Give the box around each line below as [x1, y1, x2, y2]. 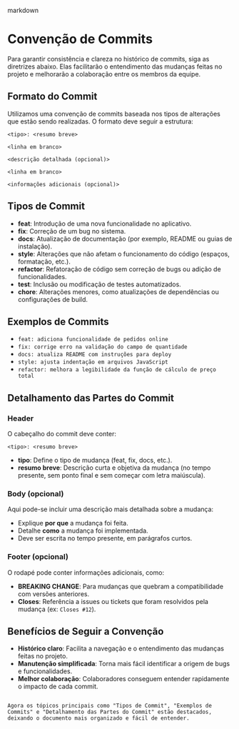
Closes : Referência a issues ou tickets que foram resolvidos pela [17, 597, 209, 605]
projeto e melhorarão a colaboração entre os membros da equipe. [7, 69, 201, 78]
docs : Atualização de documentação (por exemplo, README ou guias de [17, 234, 233, 243]
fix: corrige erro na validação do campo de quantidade [17, 343, 188, 351]
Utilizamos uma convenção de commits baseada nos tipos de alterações [7, 109, 221, 118]
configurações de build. [17, 295, 88, 303]
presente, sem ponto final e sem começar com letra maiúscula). [17, 471, 205, 480]
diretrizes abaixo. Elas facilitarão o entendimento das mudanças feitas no [7, 62, 223, 71]
